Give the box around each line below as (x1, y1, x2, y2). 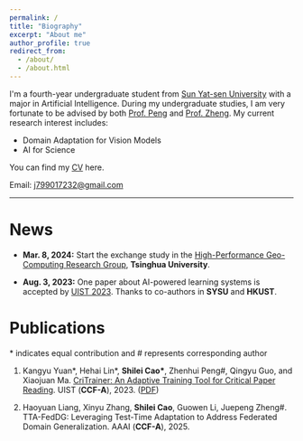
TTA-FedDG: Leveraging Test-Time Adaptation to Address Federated (22, 411, 278, 422)
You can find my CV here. (9, 162, 105, 173)
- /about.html (17, 64, 70, 73)
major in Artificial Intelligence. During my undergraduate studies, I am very (9, 98, 286, 108)
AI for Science (22, 144, 76, 155)
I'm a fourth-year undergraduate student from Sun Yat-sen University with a (9, 88, 291, 99)
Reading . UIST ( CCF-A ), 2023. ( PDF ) (22, 384, 160, 395)
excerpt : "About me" (9, 30, 87, 39)
